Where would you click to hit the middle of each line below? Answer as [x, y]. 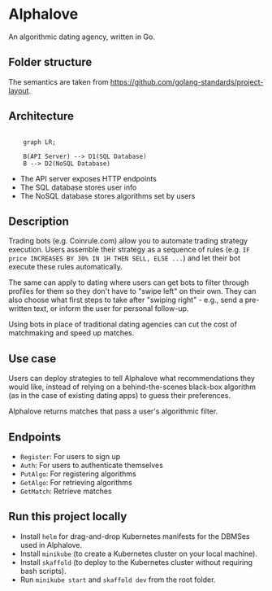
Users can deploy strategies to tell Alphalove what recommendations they [132, 379]
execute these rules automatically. [66, 267]
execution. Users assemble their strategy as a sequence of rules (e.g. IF [129, 250]
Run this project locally [68, 517]
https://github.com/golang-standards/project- [187, 81]
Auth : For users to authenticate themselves [92, 465]
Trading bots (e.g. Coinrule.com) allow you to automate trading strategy [128, 241]
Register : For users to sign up [70, 456]
